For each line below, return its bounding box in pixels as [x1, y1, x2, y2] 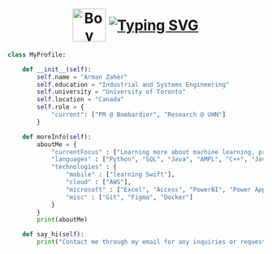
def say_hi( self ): [22, 230, 84, 239]
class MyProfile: [7, 50, 67, 58]
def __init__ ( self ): [22, 65, 92, 73]
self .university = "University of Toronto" [37, 88, 186, 97]
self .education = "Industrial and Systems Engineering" [37, 80, 230, 88]
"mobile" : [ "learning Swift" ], [65, 170, 175, 179]
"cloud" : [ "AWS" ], [65, 179, 132, 187]
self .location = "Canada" [37, 96, 125, 104]
